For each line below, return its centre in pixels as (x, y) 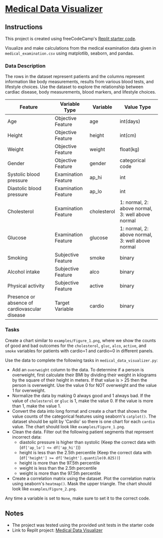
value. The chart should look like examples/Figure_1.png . (68, 426)
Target (62, 303)
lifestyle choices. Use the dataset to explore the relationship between (74, 87)
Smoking (17, 258)
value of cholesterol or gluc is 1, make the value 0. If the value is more (83, 401)
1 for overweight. (29, 390)
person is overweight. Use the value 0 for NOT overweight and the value (84, 385)
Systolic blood (24, 174)
